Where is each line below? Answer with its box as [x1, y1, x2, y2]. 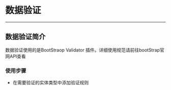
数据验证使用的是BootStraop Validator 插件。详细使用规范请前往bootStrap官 [5, 47, 164, 53]
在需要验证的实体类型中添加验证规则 [12, 79, 89, 86]
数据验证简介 [5, 32, 46, 41]
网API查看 [5, 53, 26, 59]
